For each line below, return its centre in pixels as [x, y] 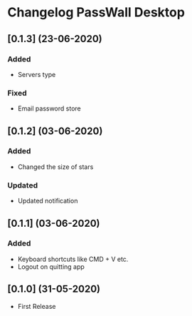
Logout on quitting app [51, 266]
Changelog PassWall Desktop [96, 12]
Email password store [49, 108]
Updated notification [48, 201]
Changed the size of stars [55, 167]
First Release [37, 306]
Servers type [37, 74]
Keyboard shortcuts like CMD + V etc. [73, 259]
